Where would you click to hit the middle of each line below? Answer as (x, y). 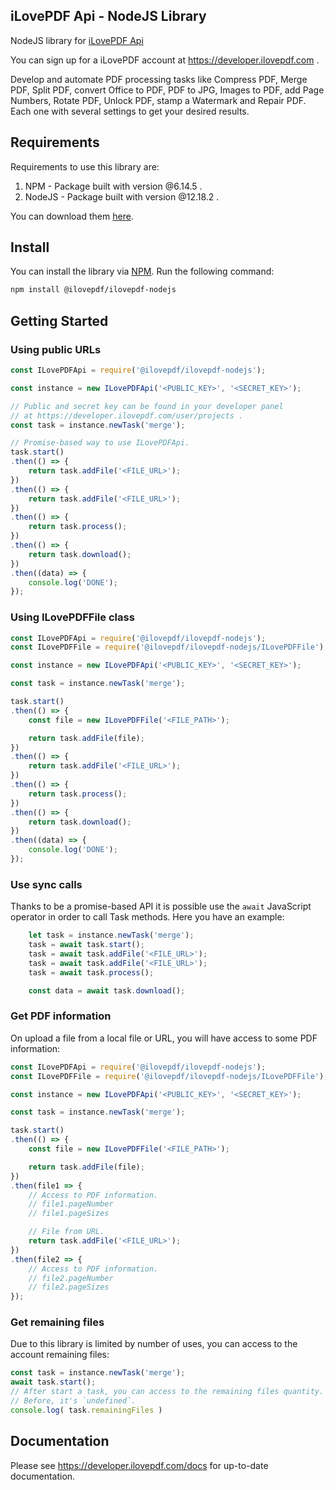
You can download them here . (72, 216)
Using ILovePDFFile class (72, 617)
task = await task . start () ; (86, 945)
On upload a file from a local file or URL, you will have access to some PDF (164, 1038)
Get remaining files (57, 1322)
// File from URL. (66, 1232)
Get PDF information (61, 1016)
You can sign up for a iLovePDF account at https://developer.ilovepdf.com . (165, 60)
